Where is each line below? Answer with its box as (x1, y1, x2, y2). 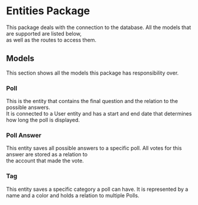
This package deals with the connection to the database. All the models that (6, 24, 191, 31)
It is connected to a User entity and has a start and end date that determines (6, 110, 192, 117)
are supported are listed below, (6, 30, 82, 37)
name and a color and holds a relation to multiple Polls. (6, 191, 140, 199)
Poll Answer (6, 131, 41, 139)
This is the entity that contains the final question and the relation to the (6, 98, 178, 105)
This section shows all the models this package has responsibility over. (6, 69, 179, 76)
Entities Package (6, 4, 90, 18)
